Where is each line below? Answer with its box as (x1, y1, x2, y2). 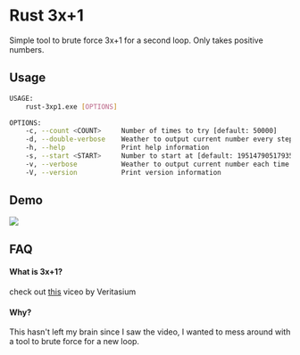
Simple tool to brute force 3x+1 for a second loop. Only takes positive (9, 35, 263, 45)
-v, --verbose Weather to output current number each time (25, 160, 290, 169)
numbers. (9, 44, 45, 54)
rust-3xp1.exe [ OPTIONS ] (25, 102, 118, 111)
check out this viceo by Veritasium (9, 286, 137, 297)
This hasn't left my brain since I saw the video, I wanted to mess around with (9, 326, 291, 337)
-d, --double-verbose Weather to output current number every (25, 135, 274, 144)
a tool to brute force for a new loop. (9, 336, 140, 347)
